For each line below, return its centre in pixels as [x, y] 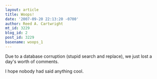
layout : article [22, 10]
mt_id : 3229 [17, 28]
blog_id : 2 [16, 33]
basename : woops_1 [24, 42]
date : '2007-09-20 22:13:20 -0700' [42, 19]
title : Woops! [20, 14]
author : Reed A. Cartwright [34, 24]
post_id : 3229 [20, 38]
